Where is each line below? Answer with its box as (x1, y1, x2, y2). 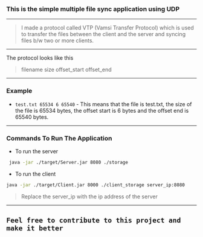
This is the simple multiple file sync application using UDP (6, 5, 180, 13)
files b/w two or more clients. (21, 37, 94, 44)
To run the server (14, 147, 59, 155)
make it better (6, 224, 63, 233)
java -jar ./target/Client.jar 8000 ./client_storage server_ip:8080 (6, 182, 185, 188)
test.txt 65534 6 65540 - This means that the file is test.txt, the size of (14, 100, 192, 107)
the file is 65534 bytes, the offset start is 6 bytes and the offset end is (14, 107, 189, 114)
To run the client (14, 170, 56, 177)
